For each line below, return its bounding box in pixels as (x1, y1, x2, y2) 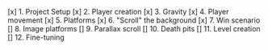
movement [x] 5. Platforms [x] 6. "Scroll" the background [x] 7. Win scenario (7, 15, 261, 25)
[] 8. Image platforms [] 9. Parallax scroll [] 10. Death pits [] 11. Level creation (7, 24, 261, 33)
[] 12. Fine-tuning (7, 32, 65, 42)
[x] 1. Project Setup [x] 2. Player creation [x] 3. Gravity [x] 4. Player (7, 7, 229, 16)
